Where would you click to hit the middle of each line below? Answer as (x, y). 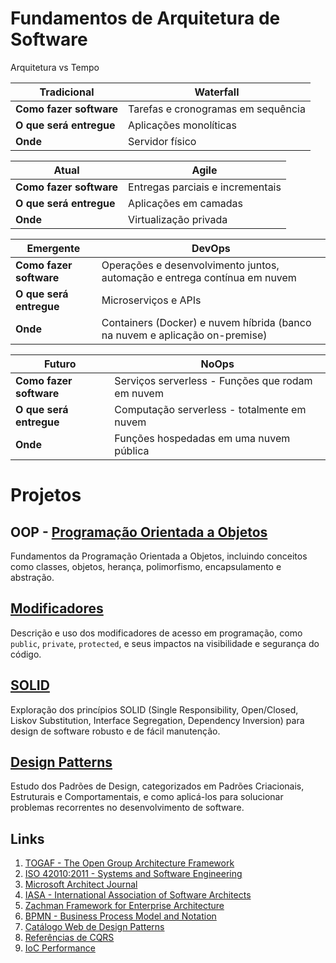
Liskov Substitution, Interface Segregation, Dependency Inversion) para (157, 720)
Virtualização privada (178, 219)
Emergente (53, 248)
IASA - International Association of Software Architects (138, 895)
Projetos (46, 495)
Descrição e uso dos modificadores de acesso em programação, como (156, 633)
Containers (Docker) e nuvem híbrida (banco (206, 322)
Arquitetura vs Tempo (55, 67)
